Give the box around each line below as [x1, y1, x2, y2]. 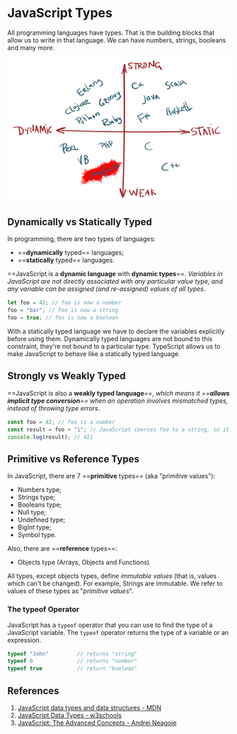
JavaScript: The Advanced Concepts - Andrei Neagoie [17, 718, 177, 727]
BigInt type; [17, 523, 52, 532]
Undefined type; [17, 515, 66, 524]
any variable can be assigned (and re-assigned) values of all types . [7, 285, 206, 293]
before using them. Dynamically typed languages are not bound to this [7, 334, 213, 343]
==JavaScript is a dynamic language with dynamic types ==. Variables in [7, 270, 223, 278]
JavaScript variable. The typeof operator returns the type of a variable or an [7, 628, 229, 636]
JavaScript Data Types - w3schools [17, 711, 122, 719]
